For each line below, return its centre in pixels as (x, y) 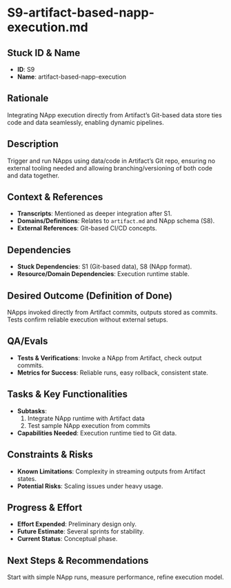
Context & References (55, 197)
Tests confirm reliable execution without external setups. (88, 320)
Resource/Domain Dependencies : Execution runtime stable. (103, 274)
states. (27, 478)
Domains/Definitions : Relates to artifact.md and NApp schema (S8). (116, 221)
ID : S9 (26, 69)
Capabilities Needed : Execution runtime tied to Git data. (97, 433)
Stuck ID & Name (44, 53)
